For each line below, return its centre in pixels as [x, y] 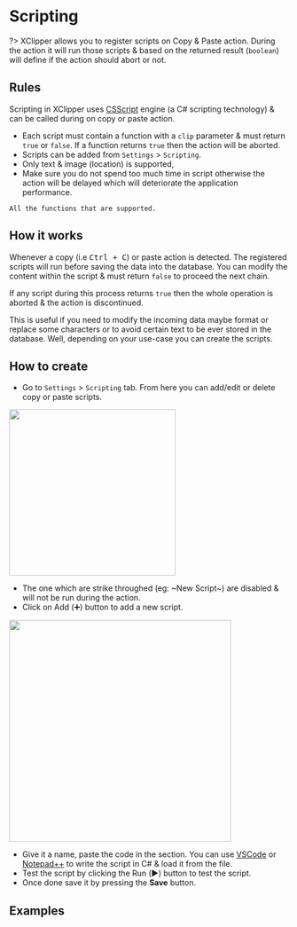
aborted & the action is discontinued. [76, 302]
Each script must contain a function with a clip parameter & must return [154, 136]
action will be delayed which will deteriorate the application [130, 183]
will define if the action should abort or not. [88, 59]
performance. [47, 192]
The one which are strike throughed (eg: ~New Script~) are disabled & [150, 588]
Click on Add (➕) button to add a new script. [102, 607]
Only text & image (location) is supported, [98, 164]
